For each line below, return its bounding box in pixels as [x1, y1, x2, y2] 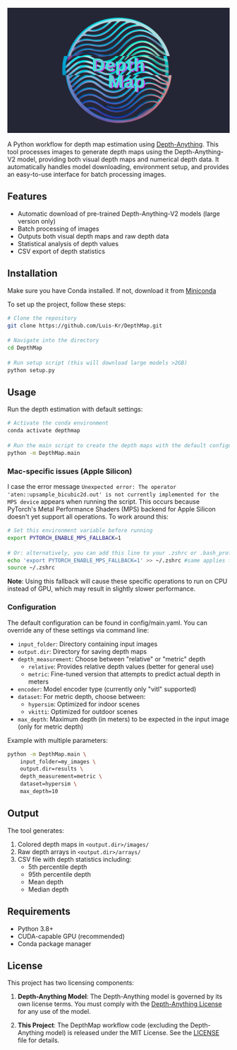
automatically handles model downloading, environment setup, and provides [7, 163, 229, 171]
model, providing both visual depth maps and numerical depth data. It [17, 155, 219, 163]
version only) [17, 217, 56, 225]
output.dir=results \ [20, 766, 83, 773]
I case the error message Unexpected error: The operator [7, 483, 176, 491]
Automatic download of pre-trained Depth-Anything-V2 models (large [17, 209, 220, 218]
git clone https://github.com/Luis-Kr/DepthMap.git [7, 322, 162, 329]
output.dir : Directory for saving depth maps [17, 647, 147, 655]
